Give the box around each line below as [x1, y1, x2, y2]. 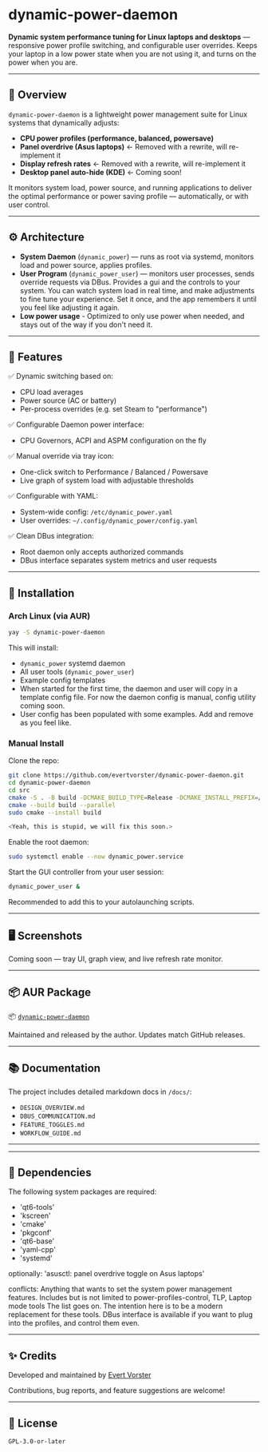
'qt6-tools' [19, 1203, 55, 1212]
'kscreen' [19, 1211, 51, 1220]
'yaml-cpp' [19, 1245, 56, 1255]
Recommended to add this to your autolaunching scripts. [8, 897, 195, 907]
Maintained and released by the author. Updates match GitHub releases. [8, 1029, 246, 1040]
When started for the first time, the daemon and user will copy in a [19, 683, 238, 693]
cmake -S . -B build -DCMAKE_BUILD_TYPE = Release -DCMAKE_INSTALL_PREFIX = [8, 794, 259, 802]
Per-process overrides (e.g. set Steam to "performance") [19, 404, 207, 414]
